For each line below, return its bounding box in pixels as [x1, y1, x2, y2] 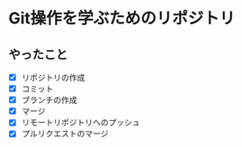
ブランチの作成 [21, 95, 77, 106]
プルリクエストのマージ [21, 128, 109, 139]
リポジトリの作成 [21, 73, 85, 82]
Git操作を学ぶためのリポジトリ [8, 8, 236, 29]
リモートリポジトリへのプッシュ [21, 117, 140, 128]
